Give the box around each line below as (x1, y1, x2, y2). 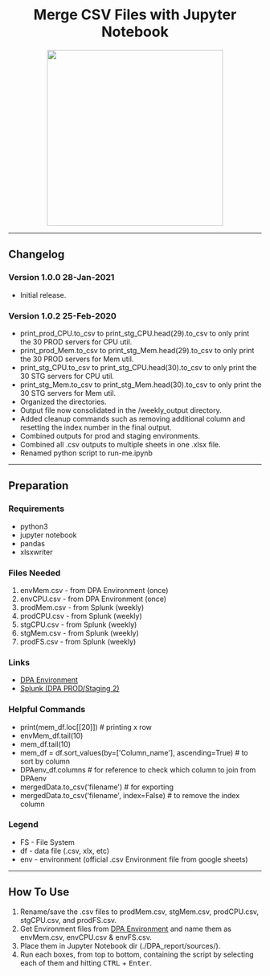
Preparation (8, 479, 69, 492)
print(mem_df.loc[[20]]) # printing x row (19, 722, 153, 731)
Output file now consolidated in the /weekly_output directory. (19, 405, 223, 415)
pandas (19, 538, 46, 548)
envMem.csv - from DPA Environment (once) (19, 585, 169, 595)
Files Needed (8, 567, 61, 579)
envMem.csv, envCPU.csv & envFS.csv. (19, 932, 153, 942)
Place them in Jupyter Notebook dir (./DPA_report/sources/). (19, 941, 221, 950)
